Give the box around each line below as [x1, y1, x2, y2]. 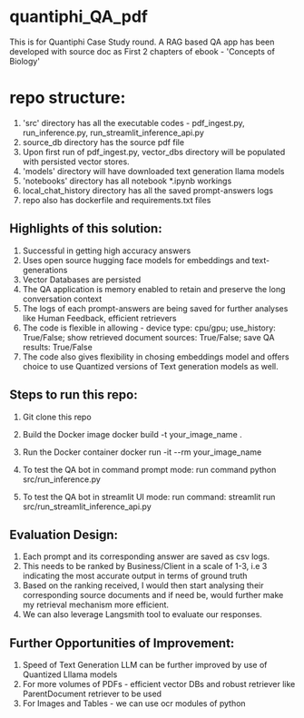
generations [22, 264, 68, 275]
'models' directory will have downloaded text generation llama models [22, 165, 285, 176]
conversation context [22, 293, 103, 304]
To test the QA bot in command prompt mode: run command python [22, 464, 277, 475]
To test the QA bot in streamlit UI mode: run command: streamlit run [22, 491, 276, 502]
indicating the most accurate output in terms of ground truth [22, 570, 248, 582]
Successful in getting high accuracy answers [22, 245, 191, 256]
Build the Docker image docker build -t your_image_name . [22, 428, 242, 439]
